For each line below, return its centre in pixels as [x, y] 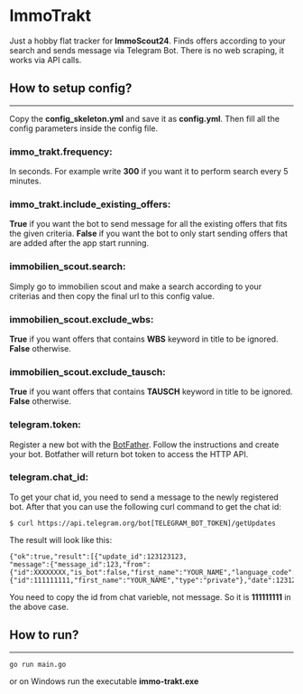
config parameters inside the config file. [84, 128]
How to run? [44, 635]
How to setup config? [71, 88]
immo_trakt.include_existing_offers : [90, 204]
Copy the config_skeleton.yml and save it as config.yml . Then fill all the [144, 118]
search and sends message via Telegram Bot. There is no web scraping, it [147, 50]
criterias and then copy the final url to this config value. [112, 295]
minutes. [26, 181]
